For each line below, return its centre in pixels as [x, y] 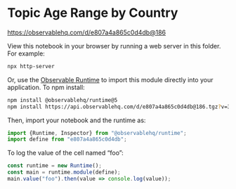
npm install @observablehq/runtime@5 [63, 100]
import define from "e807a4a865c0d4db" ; [67, 139]
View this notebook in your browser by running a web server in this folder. [114, 46]
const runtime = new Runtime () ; [54, 166]
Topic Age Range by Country [93, 13]
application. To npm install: [46, 87]
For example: [26, 53]
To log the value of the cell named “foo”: [66, 153]
